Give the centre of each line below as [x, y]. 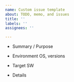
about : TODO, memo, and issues [37, 14]
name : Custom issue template [35, 10]
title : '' [15, 19]
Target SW [23, 66]
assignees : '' [20, 28]
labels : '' [16, 23]
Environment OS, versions [38, 56]
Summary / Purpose [33, 46]
